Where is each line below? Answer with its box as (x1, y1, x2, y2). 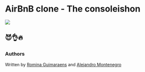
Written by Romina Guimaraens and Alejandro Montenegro (5, 61, 122, 67)
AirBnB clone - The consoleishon (5, 3, 141, 14)
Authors (5, 51, 25, 58)
